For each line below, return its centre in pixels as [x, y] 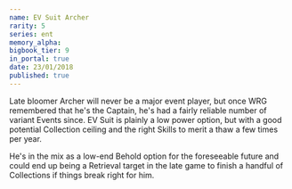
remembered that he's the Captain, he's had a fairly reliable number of [138, 110]
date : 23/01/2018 [41, 68]
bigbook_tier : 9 [39, 51]
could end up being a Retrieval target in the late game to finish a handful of [146, 165]
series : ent [31, 34]
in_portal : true [39, 59]
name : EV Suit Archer [49, 17]
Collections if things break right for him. [82, 175]
